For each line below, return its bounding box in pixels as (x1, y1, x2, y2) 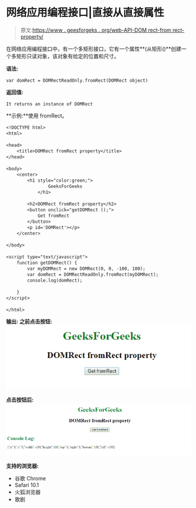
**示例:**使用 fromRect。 (6, 112, 67, 119)
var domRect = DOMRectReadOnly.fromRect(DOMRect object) (6, 78, 148, 83)
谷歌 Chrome (14, 475, 46, 482)
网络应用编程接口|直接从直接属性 (6, 6, 164, 19)
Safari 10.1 (14, 482, 39, 489)
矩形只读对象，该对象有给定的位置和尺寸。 (16, 52, 119, 59)
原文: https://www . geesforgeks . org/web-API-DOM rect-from (20, 26, 171, 34)
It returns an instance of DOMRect (6, 101, 93, 107)
